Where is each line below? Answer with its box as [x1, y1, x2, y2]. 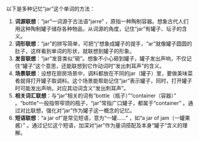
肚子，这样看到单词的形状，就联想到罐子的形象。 [14, 48, 135, 55]
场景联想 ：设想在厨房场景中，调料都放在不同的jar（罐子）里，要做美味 [14, 70, 188, 77]
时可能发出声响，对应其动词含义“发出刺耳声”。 [14, 85, 129, 91]
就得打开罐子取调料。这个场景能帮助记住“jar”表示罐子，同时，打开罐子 [20, 77, 192, 84]
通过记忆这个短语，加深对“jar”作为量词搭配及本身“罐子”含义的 [31, 122, 183, 129]
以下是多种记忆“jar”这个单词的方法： [6, 5, 96, 12]
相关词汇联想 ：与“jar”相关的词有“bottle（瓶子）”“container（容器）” [14, 92, 176, 99]
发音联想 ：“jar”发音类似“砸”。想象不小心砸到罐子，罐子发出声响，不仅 [14, 55, 187, 62]
